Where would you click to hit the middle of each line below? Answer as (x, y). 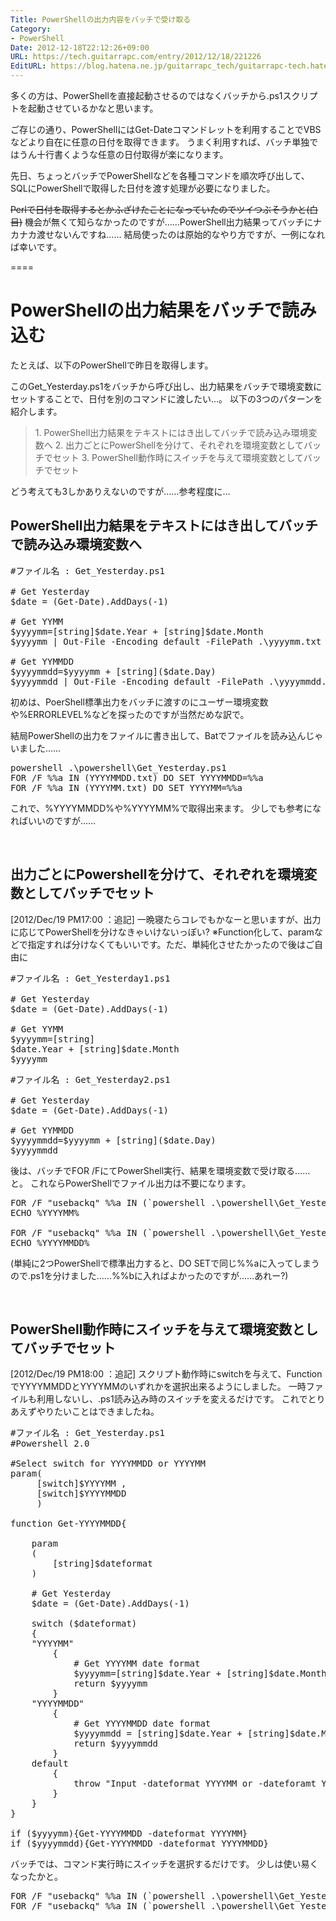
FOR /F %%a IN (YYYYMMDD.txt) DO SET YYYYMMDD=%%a (137, 777)
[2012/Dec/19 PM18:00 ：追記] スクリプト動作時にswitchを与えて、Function (166, 1374)
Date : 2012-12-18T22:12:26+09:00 (80, 47)
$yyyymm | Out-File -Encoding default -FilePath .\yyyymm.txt (166, 641)
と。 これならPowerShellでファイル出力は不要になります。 (131, 1183)
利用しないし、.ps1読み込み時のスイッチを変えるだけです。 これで (172, 1399)
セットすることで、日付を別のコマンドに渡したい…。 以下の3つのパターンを (166, 398)
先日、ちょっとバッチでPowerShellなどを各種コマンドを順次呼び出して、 (160, 175)
